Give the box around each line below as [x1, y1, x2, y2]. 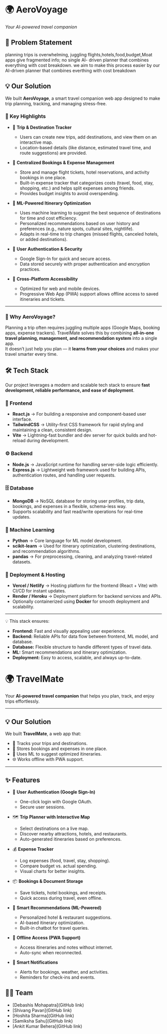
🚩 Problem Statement [5, 38, 73, 47]
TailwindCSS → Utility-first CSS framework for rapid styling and [12, 422, 144, 428]
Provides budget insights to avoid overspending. [19, 190, 119, 196]
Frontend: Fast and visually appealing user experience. [12, 628, 126, 634]
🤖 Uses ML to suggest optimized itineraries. [12, 751, 102, 757]
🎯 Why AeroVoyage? [5, 313, 56, 320]
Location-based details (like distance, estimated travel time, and [19, 144, 152, 150]
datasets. [12, 559, 32, 565]
